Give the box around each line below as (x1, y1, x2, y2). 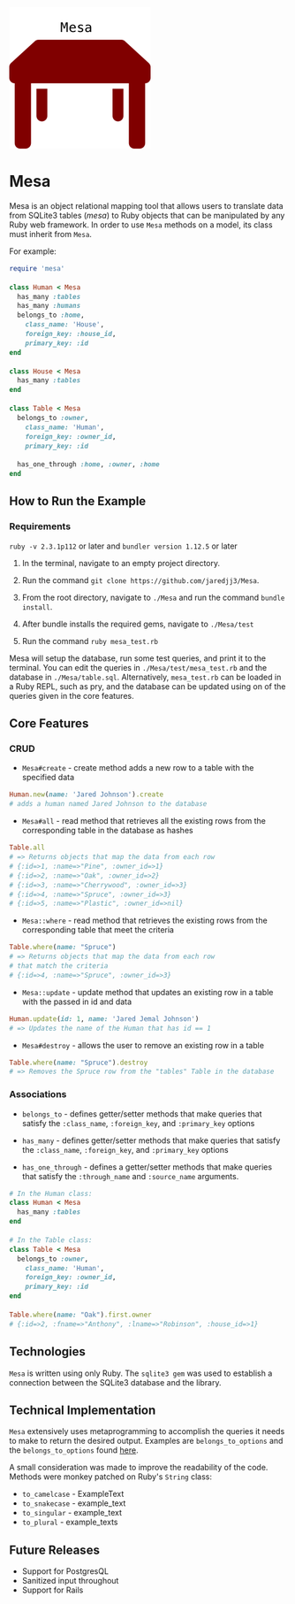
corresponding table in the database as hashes (21, 825, 193, 836)
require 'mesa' (9, 264, 65, 272)
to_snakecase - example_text (21, 1498, 126, 1508)
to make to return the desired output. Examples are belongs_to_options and (9, 1436, 284, 1447)
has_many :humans (17, 302, 81, 311)
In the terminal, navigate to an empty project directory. (21, 557, 221, 568)
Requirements (9, 520, 72, 533)
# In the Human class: (9, 1189, 93, 1198)
